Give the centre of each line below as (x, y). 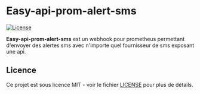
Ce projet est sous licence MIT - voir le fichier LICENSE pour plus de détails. (100, 84)
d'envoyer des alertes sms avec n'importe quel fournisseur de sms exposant (100, 45)
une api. (16, 51)
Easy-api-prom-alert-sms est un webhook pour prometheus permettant (96, 39)
